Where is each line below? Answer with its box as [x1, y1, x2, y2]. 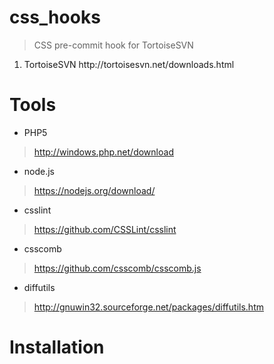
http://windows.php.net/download [33, 146, 174, 158]
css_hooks [9, 6, 101, 29]
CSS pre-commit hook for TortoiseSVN [33, 39, 194, 51]
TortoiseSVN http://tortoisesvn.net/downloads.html [23, 58, 235, 70]
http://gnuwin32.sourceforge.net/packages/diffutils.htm [33, 301, 264, 313]
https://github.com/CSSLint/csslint [33, 223, 177, 235]
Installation [9, 336, 105, 359]
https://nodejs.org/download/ [33, 184, 156, 196]
